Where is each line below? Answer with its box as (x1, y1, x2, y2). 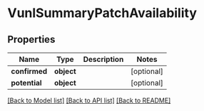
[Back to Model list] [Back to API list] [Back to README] (7, 96, 171, 105)
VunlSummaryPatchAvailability (7, 5, 198, 21)
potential (11, 78, 42, 88)
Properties (7, 33, 56, 46)
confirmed (11, 66, 48, 76)
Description (83, 55, 124, 64)
